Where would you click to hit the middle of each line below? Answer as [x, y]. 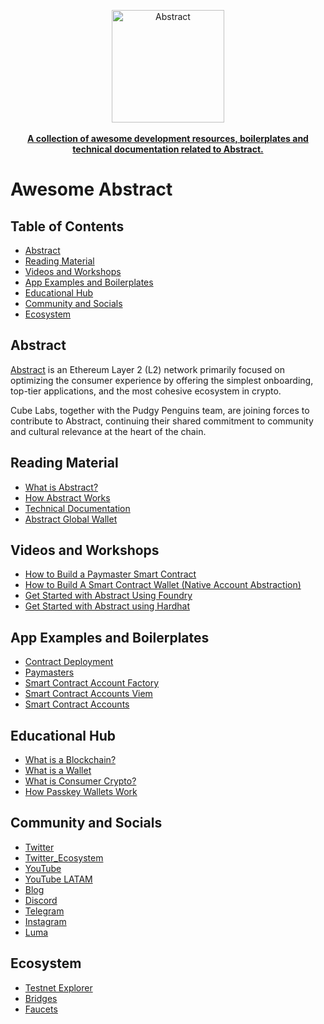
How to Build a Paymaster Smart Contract [110, 574]
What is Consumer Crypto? [80, 781]
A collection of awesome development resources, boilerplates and [168, 138]
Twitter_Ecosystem [64, 857]
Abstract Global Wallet [71, 519]
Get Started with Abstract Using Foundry [108, 596]
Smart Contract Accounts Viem [88, 694]
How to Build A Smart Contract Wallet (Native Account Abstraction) [163, 585]
